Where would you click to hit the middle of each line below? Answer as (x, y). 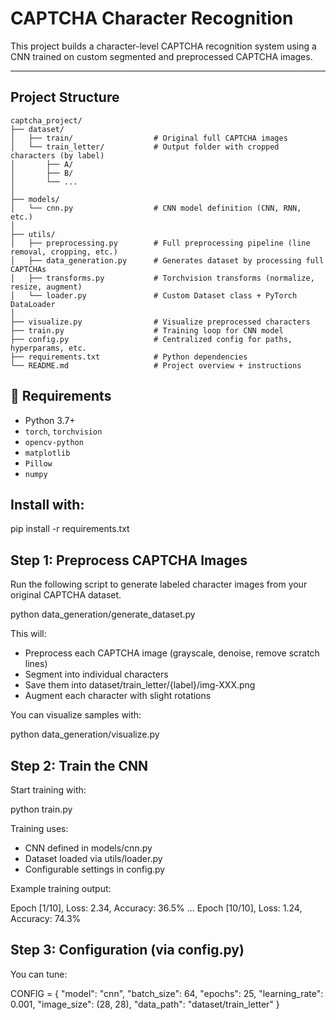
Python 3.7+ (50, 420)
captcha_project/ (46, 120)
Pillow (38, 463)
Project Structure (65, 97)
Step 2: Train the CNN (79, 765)
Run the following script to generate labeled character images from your (159, 584)
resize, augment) (46, 287)
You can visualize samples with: (76, 715)
